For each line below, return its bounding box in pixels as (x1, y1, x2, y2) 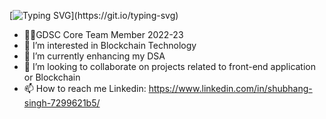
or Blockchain (23, 71, 81, 83)
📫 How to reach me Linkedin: (23, 83, 147, 94)
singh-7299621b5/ (23, 97, 101, 109)
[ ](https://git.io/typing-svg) (9, 10, 179, 21)
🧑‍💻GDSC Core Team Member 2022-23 (23, 29, 184, 40)
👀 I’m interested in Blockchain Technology (23, 40, 197, 51)
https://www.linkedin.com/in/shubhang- (148, 83, 313, 94)
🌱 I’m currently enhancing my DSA (23, 50, 166, 62)
